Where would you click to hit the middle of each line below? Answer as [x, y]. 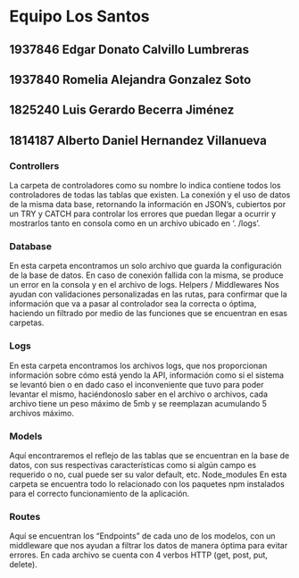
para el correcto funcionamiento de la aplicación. [100, 493]
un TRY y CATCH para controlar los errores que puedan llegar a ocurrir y [143, 214]
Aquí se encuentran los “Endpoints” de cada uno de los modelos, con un [142, 536]
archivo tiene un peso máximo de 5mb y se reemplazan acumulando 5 [138, 403]
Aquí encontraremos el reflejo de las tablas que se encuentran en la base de [149, 455]
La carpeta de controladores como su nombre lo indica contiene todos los [145, 186]
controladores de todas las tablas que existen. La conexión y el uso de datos [150, 195]
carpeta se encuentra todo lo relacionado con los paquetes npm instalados [147, 483]
